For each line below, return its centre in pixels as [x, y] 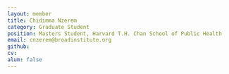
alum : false [25, 60]
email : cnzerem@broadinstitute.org [60, 40]
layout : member [30, 14]
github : [19, 47]
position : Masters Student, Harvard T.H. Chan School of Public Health [114, 33]
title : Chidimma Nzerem [42, 20]
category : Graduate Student [49, 27]
